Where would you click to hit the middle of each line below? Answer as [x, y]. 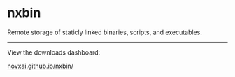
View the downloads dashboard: [54, 52]
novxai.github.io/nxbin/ [40, 66]
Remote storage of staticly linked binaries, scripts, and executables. [105, 32]
